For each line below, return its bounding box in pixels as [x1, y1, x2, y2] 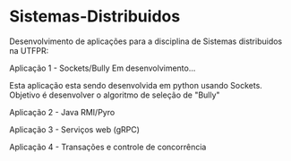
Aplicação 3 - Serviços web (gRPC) [9, 123, 141, 135]
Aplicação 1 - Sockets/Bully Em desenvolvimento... [9, 63, 196, 73]
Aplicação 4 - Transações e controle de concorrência [9, 141, 207, 152]
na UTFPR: [9, 45, 49, 55]
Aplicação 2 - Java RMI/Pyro [9, 106, 116, 117]
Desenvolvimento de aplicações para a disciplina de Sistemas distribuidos [9, 36, 283, 47]
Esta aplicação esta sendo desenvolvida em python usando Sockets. [9, 80, 262, 90]
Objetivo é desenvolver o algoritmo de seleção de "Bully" [9, 89, 221, 100]
